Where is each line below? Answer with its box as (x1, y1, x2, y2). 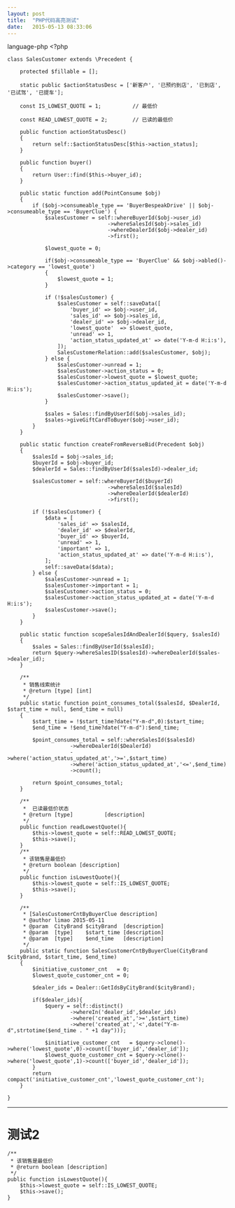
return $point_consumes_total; (32, 779, 124, 786)
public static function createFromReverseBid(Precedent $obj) (20, 441, 205, 448)
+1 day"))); (92, 1027, 127, 1034)
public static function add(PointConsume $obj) (20, 190, 161, 197)
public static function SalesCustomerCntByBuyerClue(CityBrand (20, 947, 208, 954)
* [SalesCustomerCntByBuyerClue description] (22, 911, 158, 918)
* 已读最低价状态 (22, 805, 69, 812)
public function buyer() (20, 159, 92, 167)
